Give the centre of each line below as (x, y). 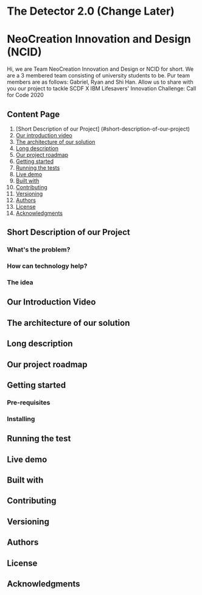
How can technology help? (47, 266)
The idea (20, 283)
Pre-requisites (29, 402)
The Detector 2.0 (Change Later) (91, 11)
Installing (21, 419)
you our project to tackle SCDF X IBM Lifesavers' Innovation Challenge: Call (102, 88)
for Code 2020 (26, 95)
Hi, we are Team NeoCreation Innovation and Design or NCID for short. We (100, 69)
